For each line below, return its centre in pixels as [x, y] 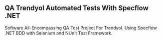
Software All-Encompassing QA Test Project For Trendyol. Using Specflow [81, 28]
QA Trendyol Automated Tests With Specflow [77, 8]
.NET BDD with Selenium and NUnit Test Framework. [59, 33]
